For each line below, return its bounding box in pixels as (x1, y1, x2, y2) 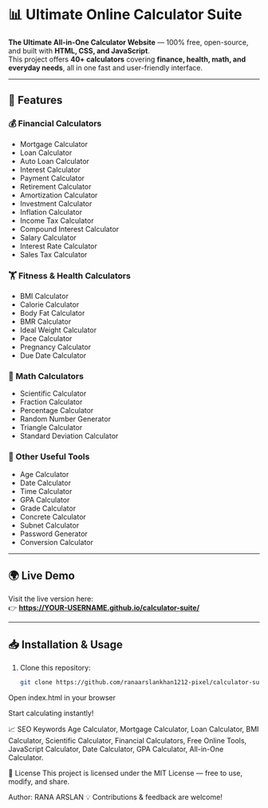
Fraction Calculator (19, 397, 83, 407)
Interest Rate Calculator (19, 241, 98, 251)
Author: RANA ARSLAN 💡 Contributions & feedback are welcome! (8, 792, 223, 802)
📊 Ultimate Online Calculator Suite (8, 6, 242, 24)
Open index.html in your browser (8, 693, 116, 703)
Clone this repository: (19, 663, 91, 673)
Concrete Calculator (19, 511, 86, 521)
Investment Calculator (19, 198, 93, 208)
